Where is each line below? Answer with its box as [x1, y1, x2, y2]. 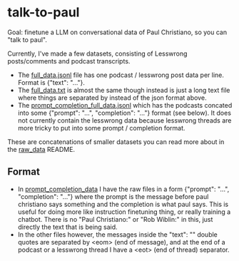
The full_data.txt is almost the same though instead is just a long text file [17, 86, 230, 94]
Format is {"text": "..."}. [17, 78, 86, 86]
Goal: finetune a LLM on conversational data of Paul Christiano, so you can [7, 28, 227, 36]
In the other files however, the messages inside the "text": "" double [17, 230, 218, 239]
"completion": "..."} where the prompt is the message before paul [17, 192, 209, 200]
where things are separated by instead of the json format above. [17, 93, 207, 102]
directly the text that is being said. [17, 222, 118, 231]
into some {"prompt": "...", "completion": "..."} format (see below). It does [17, 108, 232, 117]
